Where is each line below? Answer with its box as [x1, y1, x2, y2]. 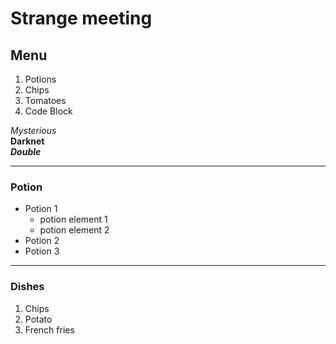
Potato [24, 313, 53, 325]
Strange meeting [10, 7, 153, 30]
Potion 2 [24, 235, 60, 247]
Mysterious [10, 125, 57, 136]
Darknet [10, 135, 45, 147]
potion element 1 [39, 213, 108, 226]
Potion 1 [24, 203, 58, 215]
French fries [24, 323, 75, 336]
